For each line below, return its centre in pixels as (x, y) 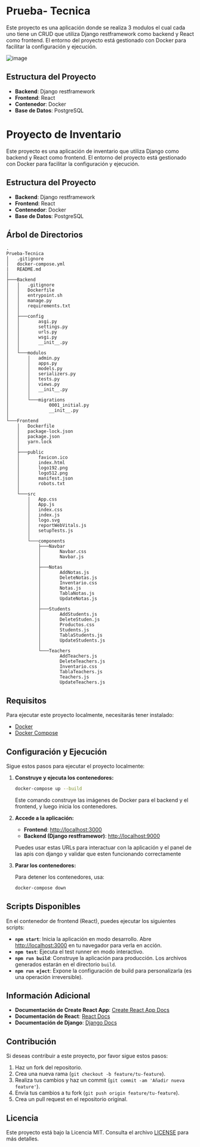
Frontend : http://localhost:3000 (63, 829)
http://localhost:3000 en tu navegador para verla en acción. (88, 945)
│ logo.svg (44, 520)
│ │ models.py (34, 369)
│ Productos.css (66, 625)
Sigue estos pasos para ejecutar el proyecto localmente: (76, 766)
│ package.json (39, 437)
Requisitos (26, 700)
